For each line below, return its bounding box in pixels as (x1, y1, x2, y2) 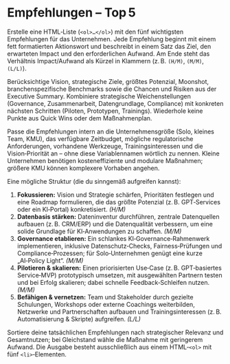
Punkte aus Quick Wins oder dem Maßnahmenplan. (7, 114, 152, 122)
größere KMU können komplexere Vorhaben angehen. (7, 164, 160, 172)
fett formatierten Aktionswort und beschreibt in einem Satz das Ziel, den (7, 42, 211, 50)
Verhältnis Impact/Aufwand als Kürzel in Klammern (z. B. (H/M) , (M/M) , (7, 56, 205, 65)
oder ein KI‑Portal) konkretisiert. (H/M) (16, 205, 126, 213)
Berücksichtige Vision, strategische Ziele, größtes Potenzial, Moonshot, (7, 77, 209, 85)
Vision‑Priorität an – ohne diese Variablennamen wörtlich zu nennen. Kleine (7, 149, 220, 158)
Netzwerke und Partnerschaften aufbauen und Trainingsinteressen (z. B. (16, 308, 222, 316)
